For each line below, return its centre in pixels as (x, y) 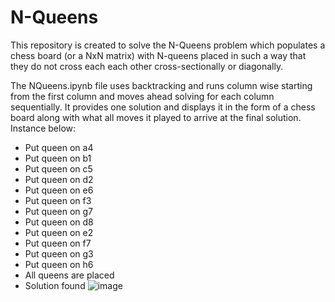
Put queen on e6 (59, 190)
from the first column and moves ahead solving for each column (142, 96)
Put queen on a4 (59, 147)
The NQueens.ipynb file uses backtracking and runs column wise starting (161, 85)
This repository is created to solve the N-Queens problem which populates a (168, 45)
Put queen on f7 (58, 243)
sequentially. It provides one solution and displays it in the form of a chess (163, 107)
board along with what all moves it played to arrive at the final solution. (156, 117)
